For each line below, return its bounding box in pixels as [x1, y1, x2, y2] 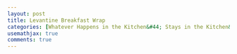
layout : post [7, 10, 46, 18]
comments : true [7, 36, 52, 43]
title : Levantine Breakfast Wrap [7, 17, 106, 24]
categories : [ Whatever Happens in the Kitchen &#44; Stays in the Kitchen [7, 23, 229, 30]
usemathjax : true [7, 29, 59, 37]
